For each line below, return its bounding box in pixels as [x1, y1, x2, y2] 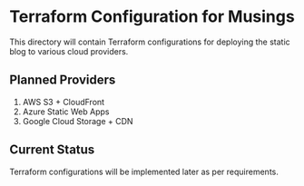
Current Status [9, 142, 95, 158]
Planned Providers [9, 73, 116, 88]
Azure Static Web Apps [22, 106, 110, 117]
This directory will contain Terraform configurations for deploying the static [9, 36, 290, 47]
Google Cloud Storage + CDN [22, 115, 133, 126]
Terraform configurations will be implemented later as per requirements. [9, 166, 279, 177]
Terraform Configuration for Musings [9, 6, 295, 27]
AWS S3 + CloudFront [22, 96, 105, 107]
